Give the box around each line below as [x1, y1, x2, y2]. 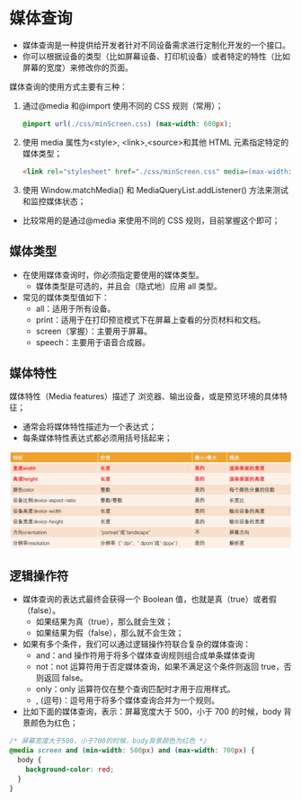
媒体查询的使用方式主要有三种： [9, 81, 128, 92]
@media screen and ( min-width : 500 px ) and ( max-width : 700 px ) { [9, 746, 255, 755]
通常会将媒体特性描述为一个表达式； [22, 422, 157, 432]
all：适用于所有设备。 [35, 303, 116, 314]
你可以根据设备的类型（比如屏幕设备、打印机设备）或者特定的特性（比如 [22, 50, 290, 61]
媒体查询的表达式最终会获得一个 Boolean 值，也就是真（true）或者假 [22, 594, 277, 605]
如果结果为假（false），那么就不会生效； [35, 627, 184, 638]
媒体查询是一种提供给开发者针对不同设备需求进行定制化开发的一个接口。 [22, 40, 290, 50]
